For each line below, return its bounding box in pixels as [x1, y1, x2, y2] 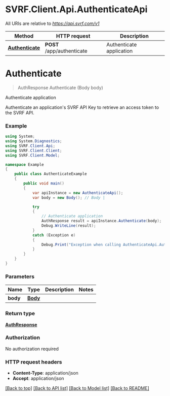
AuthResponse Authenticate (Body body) [17, 84, 104, 90]
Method [14, 32, 34, 39]
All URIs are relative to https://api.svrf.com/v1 [5, 20, 100, 26]
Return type [5, 310, 35, 317]
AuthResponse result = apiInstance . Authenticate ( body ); [41, 219, 162, 224]
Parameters [5, 273, 34, 280]
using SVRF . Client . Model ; [5, 153, 60, 158]
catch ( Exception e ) [32, 232, 76, 237]
